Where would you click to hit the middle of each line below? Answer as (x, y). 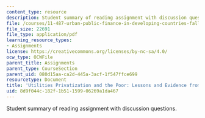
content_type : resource (37, 12)
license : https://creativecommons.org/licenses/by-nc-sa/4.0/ (87, 52)
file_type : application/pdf (42, 35)
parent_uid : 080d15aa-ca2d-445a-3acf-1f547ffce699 (72, 74)
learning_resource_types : (39, 40)
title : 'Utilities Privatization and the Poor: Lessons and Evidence (97, 86)
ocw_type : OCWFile (30, 57)
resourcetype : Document (37, 80)
